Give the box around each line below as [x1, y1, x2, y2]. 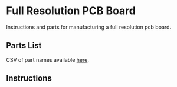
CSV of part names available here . [6, 56, 90, 63]
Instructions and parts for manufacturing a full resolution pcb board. [6, 24, 172, 31]
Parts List [6, 41, 42, 51]
